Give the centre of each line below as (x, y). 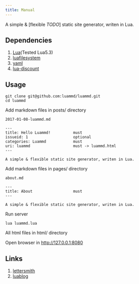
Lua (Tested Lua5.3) (33, 52)
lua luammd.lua (21, 224)
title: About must (44, 191)
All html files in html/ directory (36, 233)
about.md (14, 178)
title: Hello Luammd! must (44, 133)
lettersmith (24, 271)
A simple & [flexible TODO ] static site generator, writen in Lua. (69, 24)
